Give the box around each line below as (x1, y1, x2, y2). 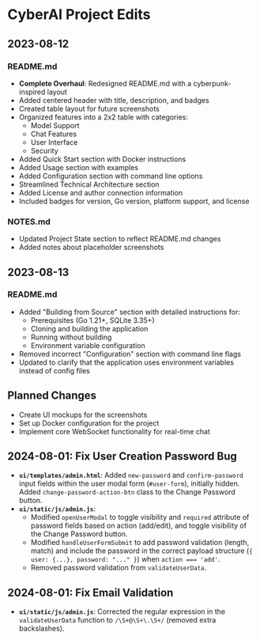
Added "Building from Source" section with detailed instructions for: (18, 307, 240, 316)
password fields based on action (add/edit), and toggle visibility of (30, 521, 247, 531)
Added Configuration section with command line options (18, 171, 203, 180)
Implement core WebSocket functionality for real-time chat (18, 426, 211, 436)
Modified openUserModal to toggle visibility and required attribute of (30, 513, 250, 522)
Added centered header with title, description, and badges (18, 95, 210, 104)
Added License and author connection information (18, 187, 183, 197)
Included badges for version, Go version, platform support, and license (18, 196, 250, 206)
